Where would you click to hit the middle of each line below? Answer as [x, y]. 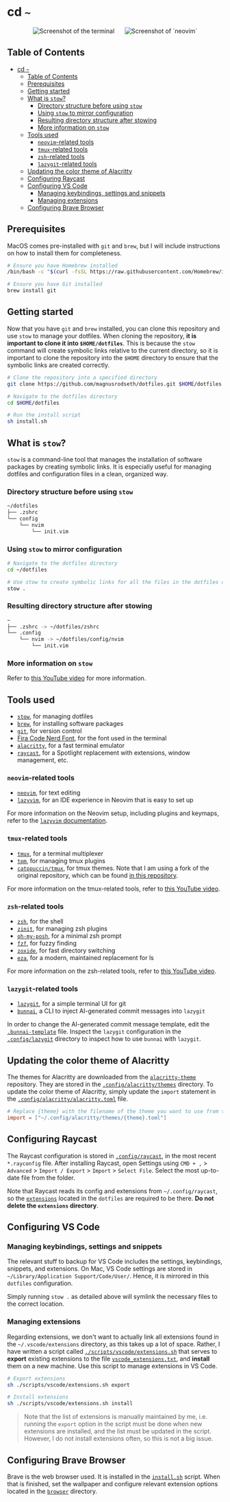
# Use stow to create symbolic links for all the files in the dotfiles [113, 582]
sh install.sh [27, 422]
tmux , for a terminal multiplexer [60, 853]
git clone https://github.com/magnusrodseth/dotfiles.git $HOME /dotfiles [115, 384]
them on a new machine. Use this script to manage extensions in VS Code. [112, 1365]
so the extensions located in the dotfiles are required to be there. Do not [111, 1198]
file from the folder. [48, 1177]
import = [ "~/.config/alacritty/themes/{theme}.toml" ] [87, 1118]
